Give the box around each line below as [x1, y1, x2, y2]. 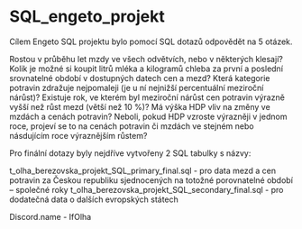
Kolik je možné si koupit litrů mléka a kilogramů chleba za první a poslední [9, 63, 284, 74]
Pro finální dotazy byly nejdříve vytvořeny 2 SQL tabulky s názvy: [9, 147, 252, 159]
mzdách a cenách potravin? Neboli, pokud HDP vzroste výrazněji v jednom [9, 111, 288, 122]
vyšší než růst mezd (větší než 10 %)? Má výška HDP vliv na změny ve [9, 101, 270, 112]
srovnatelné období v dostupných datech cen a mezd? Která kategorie [9, 72, 270, 83]
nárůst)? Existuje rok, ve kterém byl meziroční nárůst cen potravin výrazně [9, 92, 286, 103]
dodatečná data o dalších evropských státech [9, 194, 178, 205]
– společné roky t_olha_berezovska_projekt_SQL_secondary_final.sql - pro [9, 184, 284, 195]
